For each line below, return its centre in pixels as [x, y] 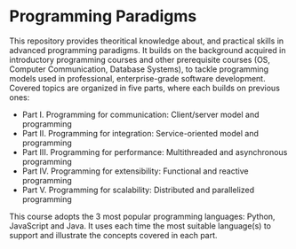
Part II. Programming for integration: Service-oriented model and [140, 133]
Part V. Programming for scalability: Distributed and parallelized [138, 190]
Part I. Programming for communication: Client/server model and [140, 114]
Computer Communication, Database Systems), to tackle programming [139, 69]
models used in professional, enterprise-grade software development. [137, 78]
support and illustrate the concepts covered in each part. [113, 235]
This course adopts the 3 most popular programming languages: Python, [142, 216]
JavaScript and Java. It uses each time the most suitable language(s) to [140, 226]
